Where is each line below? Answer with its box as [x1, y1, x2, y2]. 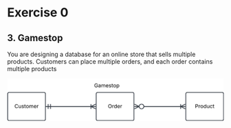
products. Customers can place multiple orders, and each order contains [7, 57, 213, 66]
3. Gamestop [7, 32, 63, 44]
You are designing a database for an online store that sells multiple [7, 50, 196, 58]
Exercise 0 [7, 5, 69, 21]
